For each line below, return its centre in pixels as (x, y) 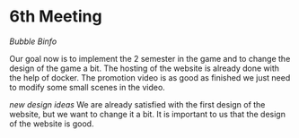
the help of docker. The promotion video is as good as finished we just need (150, 77)
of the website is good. (52, 124)
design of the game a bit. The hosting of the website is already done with (145, 68)
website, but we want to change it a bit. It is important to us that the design (147, 114)
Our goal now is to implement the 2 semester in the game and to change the (150, 58)
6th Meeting (56, 17)
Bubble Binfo (33, 41)
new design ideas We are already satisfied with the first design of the (137, 104)
